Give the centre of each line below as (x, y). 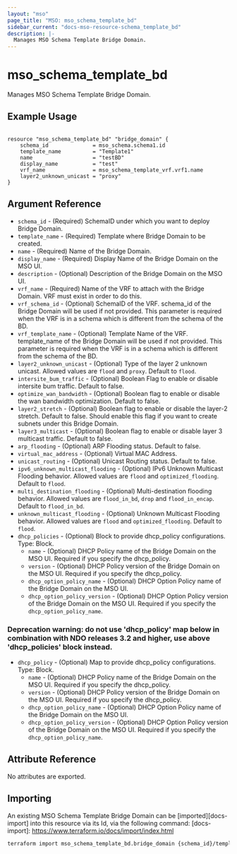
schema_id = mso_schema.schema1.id (93, 145)
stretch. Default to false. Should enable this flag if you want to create (117, 416)
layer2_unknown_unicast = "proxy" (71, 176)
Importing (29, 799)
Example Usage (42, 117)
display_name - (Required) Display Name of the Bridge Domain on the (118, 258)
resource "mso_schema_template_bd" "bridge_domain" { (88, 139)
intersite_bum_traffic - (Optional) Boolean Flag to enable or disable (118, 378)
